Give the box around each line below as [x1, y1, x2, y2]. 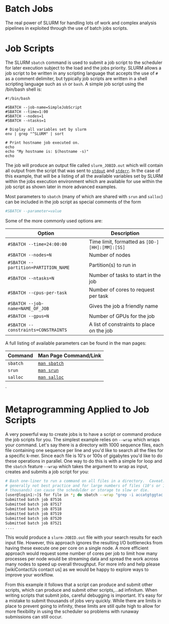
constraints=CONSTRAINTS [8, 327, 67, 333]
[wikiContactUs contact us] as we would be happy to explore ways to [5, 566, 149, 573]
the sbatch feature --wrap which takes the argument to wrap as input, [5, 463, 148, 469]
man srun [38, 367, 59, 373]
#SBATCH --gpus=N [8, 313, 49, 319]
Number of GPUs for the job [89, 312, 155, 319]
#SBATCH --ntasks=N [8, 275, 54, 281]
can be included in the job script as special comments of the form [5, 199, 141, 205]
